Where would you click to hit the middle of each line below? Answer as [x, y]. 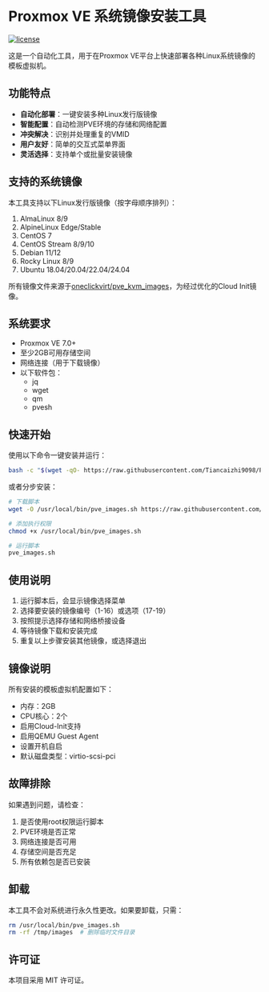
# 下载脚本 [24, 502]
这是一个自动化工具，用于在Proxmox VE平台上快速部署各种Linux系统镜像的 [132, 55]
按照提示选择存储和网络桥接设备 [72, 621]
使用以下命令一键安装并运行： [57, 455]
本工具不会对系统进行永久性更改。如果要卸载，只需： [96, 910]
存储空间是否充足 [48, 851]
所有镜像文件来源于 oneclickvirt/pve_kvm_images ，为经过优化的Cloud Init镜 [132, 286]
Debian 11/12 [40, 252]
